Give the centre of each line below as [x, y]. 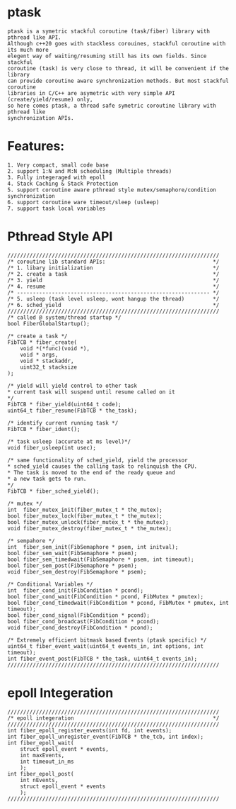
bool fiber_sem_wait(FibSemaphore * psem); [72, 553]
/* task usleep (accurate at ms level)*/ [69, 441]
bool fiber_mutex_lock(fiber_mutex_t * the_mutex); [85, 516]
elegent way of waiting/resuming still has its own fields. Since [107, 56]
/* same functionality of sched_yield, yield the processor [98, 460]
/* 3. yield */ [113, 280]
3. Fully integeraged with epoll [57, 177]
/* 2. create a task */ [113, 274]
